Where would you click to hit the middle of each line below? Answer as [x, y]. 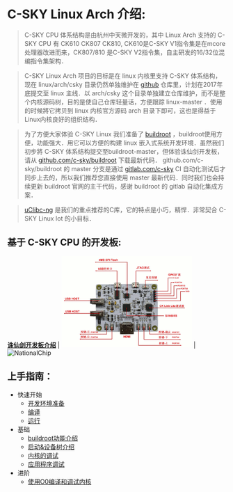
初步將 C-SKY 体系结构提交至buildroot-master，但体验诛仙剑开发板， [124, 151]
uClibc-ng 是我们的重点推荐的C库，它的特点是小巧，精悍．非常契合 [121, 209]
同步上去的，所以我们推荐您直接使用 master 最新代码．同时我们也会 [121, 177]
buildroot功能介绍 [53, 438]
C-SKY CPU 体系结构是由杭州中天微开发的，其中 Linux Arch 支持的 [120, 35]
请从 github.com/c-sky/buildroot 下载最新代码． [93, 160]
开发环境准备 [46, 403]
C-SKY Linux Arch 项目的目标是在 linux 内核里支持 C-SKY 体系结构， [122, 76]
